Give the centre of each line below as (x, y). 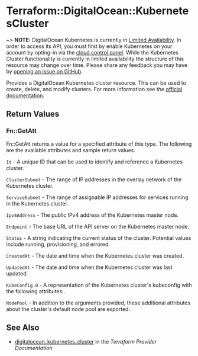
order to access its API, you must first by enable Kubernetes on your (89, 46)
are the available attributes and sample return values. (71, 150)
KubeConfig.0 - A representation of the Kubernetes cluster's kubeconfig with (99, 285)
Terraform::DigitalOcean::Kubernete (98, 11)
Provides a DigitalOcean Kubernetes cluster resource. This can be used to (96, 83)
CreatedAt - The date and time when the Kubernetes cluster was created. (95, 255)
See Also (23, 328)
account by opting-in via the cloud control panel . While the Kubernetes (92, 52)
